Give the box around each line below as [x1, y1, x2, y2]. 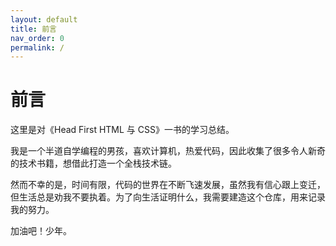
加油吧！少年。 [10, 225, 72, 237]
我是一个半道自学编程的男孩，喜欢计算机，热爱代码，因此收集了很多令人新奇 [10, 145, 326, 157]
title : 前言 [10, 24, 57, 34]
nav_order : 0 [10, 33, 65, 43]
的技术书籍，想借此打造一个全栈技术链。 [10, 157, 177, 170]
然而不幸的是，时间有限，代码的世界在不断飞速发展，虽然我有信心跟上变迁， [10, 179, 326, 191]
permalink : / [10, 42, 65, 53]
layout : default [10, 14, 78, 25]
